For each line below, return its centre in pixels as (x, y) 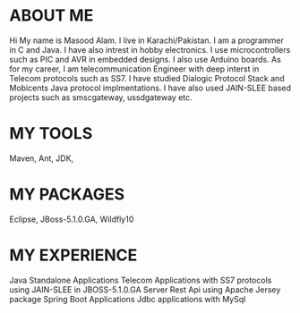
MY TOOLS (51, 134)
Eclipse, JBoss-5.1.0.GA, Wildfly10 (72, 219)
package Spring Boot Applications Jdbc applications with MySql (128, 299)
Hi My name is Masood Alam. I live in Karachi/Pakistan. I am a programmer (146, 40)
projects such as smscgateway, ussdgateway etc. (101, 97)
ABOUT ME (51, 16)
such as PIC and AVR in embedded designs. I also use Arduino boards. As (146, 59)
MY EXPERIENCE (73, 255)
